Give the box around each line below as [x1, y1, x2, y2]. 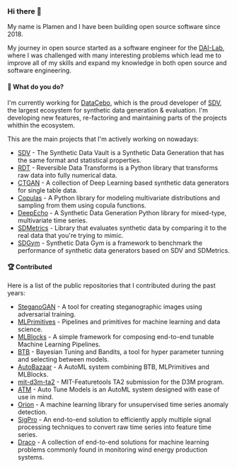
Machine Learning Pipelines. [17, 340, 101, 348]
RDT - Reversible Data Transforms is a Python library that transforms [17, 163, 218, 172]
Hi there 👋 [7, 6, 42, 16]
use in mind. [17, 392, 54, 401]
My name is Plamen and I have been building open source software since [7, 23, 221, 31]
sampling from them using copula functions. [17, 201, 146, 210]
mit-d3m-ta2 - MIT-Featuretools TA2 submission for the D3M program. [17, 377, 224, 386]
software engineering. [7, 67, 72, 75]
